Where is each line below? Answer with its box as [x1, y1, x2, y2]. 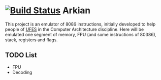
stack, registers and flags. [5, 37, 58, 43]
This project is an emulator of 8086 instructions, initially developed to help [5, 21, 156, 27]
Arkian [62, 5, 91, 16]
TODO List [5, 51, 37, 59]
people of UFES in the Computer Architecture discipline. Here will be [5, 26, 144, 32]
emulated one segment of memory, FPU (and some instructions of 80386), [5, 31, 157, 37]
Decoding [12, 69, 32, 75]
